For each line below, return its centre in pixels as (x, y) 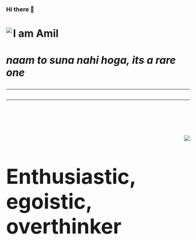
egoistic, (49, 201)
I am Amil (36, 34)
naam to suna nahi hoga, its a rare (91, 60)
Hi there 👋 (20, 9)
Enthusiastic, (71, 176)
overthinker (64, 226)
